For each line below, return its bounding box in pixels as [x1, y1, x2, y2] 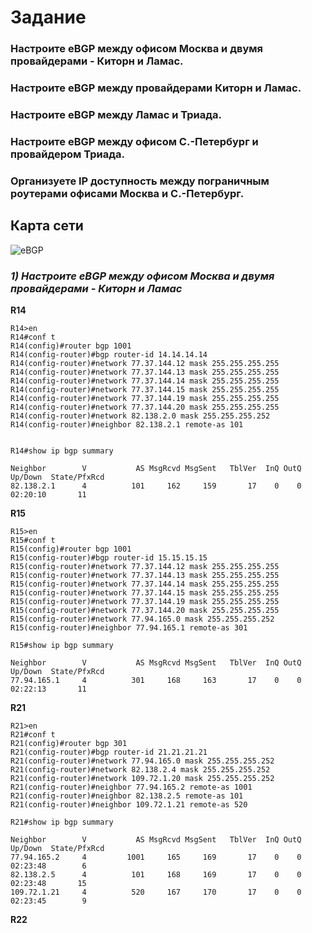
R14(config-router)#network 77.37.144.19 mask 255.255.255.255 [10, 393, 280, 403]
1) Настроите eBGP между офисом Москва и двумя [10, 269, 275, 283]
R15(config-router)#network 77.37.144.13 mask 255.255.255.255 [10, 570, 280, 580]
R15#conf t [10, 535, 56, 545]
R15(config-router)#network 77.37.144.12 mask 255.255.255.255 [10, 561, 280, 571]
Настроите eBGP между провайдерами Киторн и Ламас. [10, 81, 302, 95]
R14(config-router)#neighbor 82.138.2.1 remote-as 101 [10, 419, 244, 430]
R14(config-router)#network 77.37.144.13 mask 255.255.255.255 [10, 367, 280, 377]
